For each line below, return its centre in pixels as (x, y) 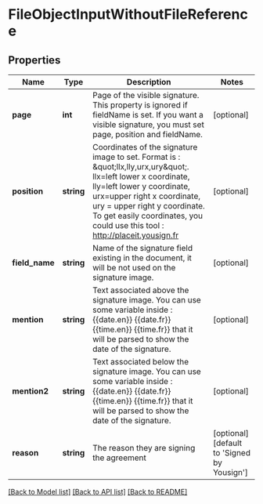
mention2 (31, 391)
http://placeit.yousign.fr (136, 235)
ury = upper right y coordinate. (149, 206)
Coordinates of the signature (145, 147)
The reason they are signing (144, 448)
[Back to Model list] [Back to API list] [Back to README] (98, 492)
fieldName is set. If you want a (148, 115)
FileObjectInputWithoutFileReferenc (128, 15)
